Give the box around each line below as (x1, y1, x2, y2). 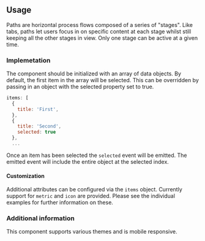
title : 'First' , (17, 106, 59, 112)
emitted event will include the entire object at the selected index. (6, 158, 170, 165)
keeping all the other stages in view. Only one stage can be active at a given (6, 34, 198, 42)
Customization (6, 172, 45, 180)
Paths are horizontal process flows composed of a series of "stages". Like (6, 21, 193, 28)
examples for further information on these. (6, 199, 113, 206)
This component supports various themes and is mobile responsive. (6, 228, 177, 235)
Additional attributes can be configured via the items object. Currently (6, 186, 182, 193)
